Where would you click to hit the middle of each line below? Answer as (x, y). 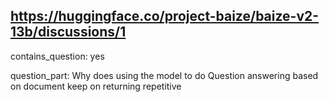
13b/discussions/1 (68, 32)
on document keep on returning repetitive (96, 86)
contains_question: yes (57, 56)
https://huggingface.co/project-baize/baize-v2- (165, 16)
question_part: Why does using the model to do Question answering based (164, 75)
